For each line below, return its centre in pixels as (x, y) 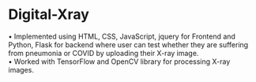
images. (21, 69)
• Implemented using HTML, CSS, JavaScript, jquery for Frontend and (122, 36)
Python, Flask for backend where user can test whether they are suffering (128, 44)
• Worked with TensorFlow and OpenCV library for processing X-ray (119, 61)
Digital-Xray (49, 15)
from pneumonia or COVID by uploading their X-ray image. (104, 53)
